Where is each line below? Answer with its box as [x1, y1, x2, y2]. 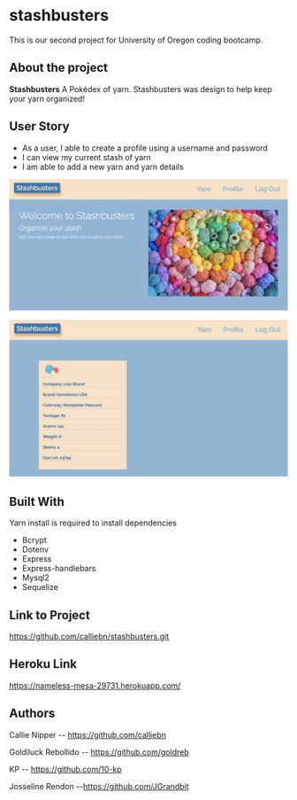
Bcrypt [21, 535, 47, 546]
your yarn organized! [9, 93, 86, 104]
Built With [9, 493, 65, 509]
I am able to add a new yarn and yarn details [21, 161, 184, 172]
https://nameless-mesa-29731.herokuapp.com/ [9, 680, 181, 691]
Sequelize [21, 582, 59, 593]
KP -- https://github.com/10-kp [9, 764, 122, 774]
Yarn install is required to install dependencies [9, 517, 177, 528]
